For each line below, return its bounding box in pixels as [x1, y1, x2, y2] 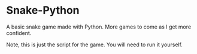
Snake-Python [6, 4, 80, 17]
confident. [6, 29, 32, 36]
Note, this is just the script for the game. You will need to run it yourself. [6, 41, 183, 48]
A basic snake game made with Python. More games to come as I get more [6, 23, 192, 30]
